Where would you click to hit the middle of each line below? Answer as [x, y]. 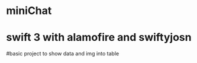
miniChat [29, 11]
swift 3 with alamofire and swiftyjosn [99, 38]
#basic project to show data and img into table [63, 54]
